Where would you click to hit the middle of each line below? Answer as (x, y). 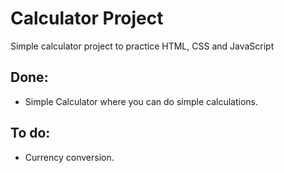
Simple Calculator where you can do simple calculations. (141, 101)
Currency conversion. (69, 157)
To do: (30, 133)
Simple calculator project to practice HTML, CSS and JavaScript (142, 46)
